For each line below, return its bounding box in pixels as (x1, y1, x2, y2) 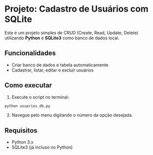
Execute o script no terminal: (11, 94, 69, 100)
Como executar (4, 81, 52, 89)
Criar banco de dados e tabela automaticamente (11, 62, 109, 68)
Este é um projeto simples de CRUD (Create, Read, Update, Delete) (4, 30, 139, 35)
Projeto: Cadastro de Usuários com (4, 3, 149, 15)
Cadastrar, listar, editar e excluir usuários (11, 67, 94, 73)
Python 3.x (11, 139, 34, 145)
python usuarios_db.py (4, 103, 51, 108)
